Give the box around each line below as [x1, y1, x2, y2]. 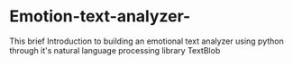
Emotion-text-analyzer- [9, 6, 191, 27]
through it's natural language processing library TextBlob [9, 45, 221, 55]
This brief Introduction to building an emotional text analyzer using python [9, 36, 284, 46]
